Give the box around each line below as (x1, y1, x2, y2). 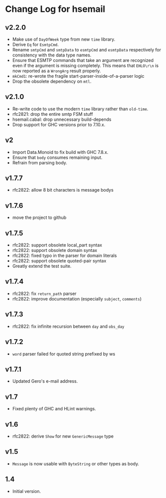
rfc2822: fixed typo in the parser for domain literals (12, 252, 117, 258)
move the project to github (12, 214, 67, 221)
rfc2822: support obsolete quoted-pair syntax (12, 258, 107, 264)
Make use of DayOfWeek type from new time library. (12, 36, 115, 42)
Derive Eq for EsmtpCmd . (12, 42, 59, 48)
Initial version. (12, 488, 41, 494)
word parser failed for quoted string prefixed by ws (12, 350, 115, 357)
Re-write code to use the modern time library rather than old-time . (12, 105, 149, 112)
